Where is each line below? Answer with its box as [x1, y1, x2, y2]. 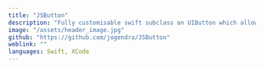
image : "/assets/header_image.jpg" [8, 26, 125, 34]
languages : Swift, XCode [8, 48, 90, 55]
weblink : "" [8, 41, 47, 48]
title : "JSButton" [8, 11, 68, 20]
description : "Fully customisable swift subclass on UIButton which [8, 19, 237, 27]
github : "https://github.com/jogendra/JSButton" [8, 33, 170, 41]
